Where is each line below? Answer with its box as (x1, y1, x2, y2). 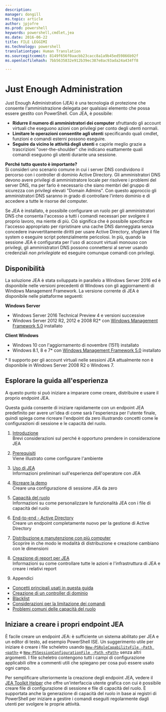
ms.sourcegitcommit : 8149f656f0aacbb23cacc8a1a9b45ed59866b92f (5, 53, 139, 58)
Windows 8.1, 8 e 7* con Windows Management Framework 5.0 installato (12, 347, 161, 353)
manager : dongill (5, 12, 41, 17)
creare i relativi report (12, 565, 57, 571)
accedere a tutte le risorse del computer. (5, 198, 88, 204)
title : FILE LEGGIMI (5, 40, 48, 45)
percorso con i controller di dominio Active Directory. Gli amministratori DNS (5, 172, 161, 178)
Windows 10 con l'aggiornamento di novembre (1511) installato (12, 342, 139, 348)
